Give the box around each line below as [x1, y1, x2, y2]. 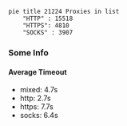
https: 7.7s [19, 102, 54, 112]
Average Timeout [8, 67, 67, 76]
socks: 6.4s [19, 111, 58, 120]
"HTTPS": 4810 [22, 22, 69, 30]
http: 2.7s [19, 93, 51, 104]
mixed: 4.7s [19, 85, 58, 95]
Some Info [8, 47, 50, 58]
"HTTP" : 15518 [22, 14, 73, 22]
